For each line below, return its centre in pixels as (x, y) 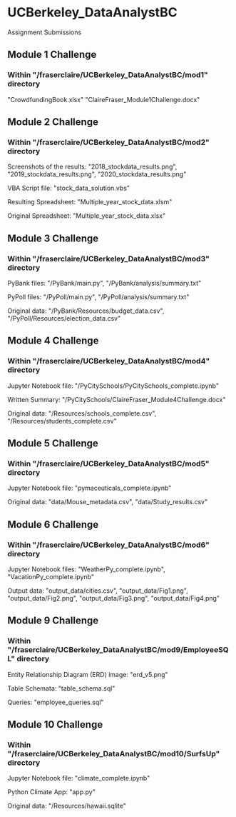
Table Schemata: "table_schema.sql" (61, 688)
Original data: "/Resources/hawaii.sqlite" (67, 806)
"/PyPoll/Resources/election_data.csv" (64, 318)
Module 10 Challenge (55, 725)
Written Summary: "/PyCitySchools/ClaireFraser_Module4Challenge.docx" (117, 399)
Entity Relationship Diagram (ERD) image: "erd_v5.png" (88, 674)
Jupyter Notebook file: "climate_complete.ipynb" (79, 778)
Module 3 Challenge (53, 238)
